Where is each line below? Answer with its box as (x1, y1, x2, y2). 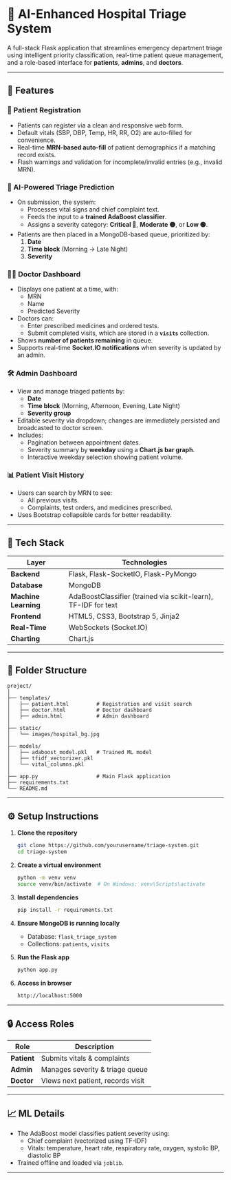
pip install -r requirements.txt (16, 906, 113, 913)
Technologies (121, 558, 168, 567)
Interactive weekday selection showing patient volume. (27, 453, 184, 461)
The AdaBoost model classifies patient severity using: (16, 1130, 170, 1138)
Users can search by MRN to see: (16, 489, 113, 497)
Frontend (10, 611, 41, 621)
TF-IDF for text (68, 600, 118, 609)
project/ (7, 682, 32, 690)
